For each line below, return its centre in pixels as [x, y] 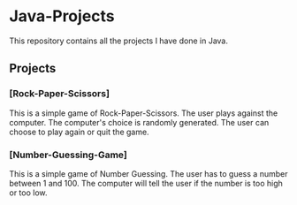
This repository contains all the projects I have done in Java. [118, 41]
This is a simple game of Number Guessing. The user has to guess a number [148, 173]
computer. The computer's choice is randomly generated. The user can [139, 122]
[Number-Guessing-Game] [69, 155]
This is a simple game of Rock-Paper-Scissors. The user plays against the [144, 113]
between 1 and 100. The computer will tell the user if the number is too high [146, 183]
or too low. [28, 193]
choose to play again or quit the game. [79, 132]
